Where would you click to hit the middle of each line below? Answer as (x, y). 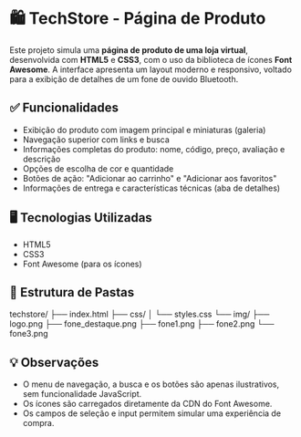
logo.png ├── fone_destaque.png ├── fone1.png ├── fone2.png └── (142, 324)
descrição (42, 159)
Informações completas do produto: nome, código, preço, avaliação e (154, 149)
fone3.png (29, 334)
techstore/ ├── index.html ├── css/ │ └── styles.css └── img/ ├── (140, 314)
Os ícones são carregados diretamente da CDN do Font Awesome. (147, 404)
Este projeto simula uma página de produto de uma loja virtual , (129, 50)
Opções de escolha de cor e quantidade (98, 168)
